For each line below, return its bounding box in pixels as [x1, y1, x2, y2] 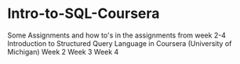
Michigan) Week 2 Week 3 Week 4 [7, 47, 119, 56]
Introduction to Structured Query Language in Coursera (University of [7, 38, 232, 48]
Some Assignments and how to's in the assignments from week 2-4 [7, 30, 227, 40]
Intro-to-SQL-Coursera [7, 5, 160, 23]
